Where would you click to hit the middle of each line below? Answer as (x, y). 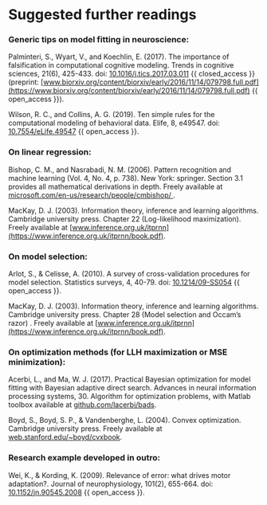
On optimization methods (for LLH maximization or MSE (118, 352)
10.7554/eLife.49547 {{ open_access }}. (74, 131)
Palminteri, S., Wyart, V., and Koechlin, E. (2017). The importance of (119, 57)
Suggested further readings (102, 15)
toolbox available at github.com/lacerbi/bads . (82, 405)
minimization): (37, 362)
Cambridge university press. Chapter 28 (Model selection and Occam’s (125, 315)
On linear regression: (50, 152)
